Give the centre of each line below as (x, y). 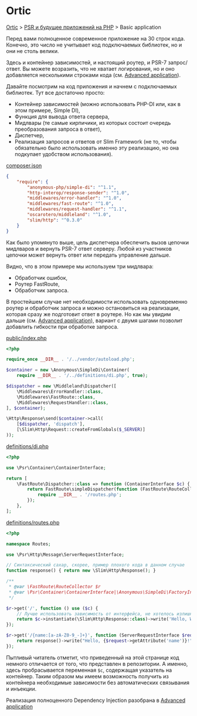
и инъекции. (21, 689)
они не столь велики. (33, 51)
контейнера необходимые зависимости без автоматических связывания (98, 682)
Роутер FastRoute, (37, 284)
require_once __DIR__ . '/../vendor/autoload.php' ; (70, 359)
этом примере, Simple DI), (47, 110)
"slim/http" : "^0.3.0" (55, 220)
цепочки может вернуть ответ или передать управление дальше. (89, 255)
